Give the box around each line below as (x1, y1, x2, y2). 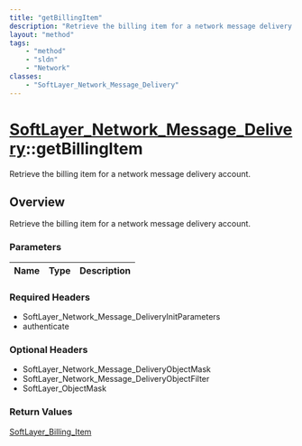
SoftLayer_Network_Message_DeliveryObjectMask (22, 364, 212, 375)
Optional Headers (9, 343, 88, 356)
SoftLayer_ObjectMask (22, 383, 106, 394)
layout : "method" (9, 30, 75, 39)
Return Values (9, 405, 73, 418)
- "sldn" (25, 55, 59, 64)
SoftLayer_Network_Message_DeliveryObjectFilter (22, 374, 210, 385)
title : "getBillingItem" (9, 13, 103, 23)
